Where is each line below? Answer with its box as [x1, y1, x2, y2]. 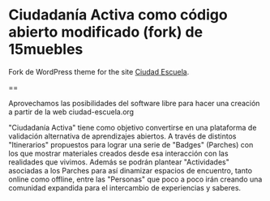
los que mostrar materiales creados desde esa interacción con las [8, 148, 229, 158]
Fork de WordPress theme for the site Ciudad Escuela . [8, 66, 190, 76]
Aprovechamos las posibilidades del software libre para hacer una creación [8, 98, 260, 108]
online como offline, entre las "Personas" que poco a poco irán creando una [8, 174, 263, 184]
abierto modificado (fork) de [8, 23, 204, 41]
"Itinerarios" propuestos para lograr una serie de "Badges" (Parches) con [8, 139, 254, 149]
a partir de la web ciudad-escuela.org [8, 107, 135, 117]
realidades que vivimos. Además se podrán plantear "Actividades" [8, 156, 229, 167]
